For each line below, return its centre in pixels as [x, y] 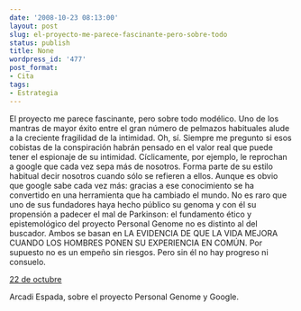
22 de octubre [36, 279]
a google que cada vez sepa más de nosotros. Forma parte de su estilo [141, 166]
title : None [32, 51]
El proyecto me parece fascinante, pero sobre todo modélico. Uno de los [144, 119]
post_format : [34, 68]
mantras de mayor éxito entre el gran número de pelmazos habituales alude [150, 128]
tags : [19, 84]
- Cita [22, 76]
